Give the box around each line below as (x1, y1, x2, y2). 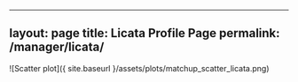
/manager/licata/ (9, 40, 105, 55)
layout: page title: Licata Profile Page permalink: (9, 26, 281, 41)
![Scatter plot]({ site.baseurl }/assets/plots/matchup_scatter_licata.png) (9, 63, 270, 73)
